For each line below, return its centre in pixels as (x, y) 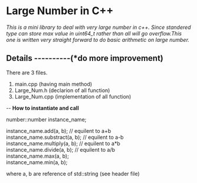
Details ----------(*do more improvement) (85, 58)
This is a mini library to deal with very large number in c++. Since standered (98, 27)
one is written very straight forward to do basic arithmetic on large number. (98, 40)
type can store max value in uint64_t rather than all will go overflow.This (94, 33)
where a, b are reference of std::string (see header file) (73, 174)
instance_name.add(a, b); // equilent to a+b (59, 130)
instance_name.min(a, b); (37, 162)
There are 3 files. (27, 73)
